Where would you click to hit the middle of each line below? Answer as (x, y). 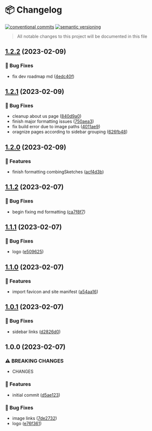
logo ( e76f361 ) (27, 424)
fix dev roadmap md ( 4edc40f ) (43, 76)
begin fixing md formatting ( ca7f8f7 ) (49, 212)
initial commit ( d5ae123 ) (36, 395)
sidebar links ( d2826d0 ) (36, 332)
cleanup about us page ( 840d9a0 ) (47, 116)
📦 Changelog (34, 10)
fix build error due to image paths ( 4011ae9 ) (56, 127)
